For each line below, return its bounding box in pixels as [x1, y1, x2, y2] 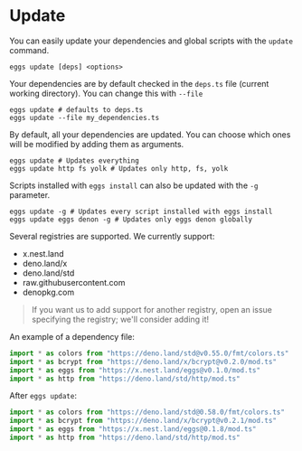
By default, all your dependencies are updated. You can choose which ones [9, 128, 291, 140]
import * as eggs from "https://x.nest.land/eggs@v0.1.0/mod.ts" [9, 365, 260, 375]
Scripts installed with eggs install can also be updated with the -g [9, 180, 259, 191]
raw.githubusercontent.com [22, 277, 126, 287]
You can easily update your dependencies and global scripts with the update [9, 35, 294, 46]
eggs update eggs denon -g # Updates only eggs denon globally [9, 214, 253, 224]
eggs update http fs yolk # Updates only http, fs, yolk [9, 164, 229, 173]
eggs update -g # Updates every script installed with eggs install [9, 207, 273, 216]
